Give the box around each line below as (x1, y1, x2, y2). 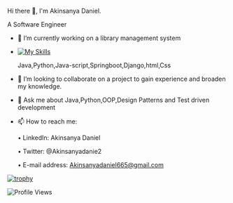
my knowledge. (17, 82, 62, 91)
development (17, 103, 56, 112)
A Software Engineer (7, 20, 67, 28)
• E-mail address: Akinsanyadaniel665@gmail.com (17, 161, 164, 169)
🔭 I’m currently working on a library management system (17, 34, 181, 42)
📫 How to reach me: (17, 117, 78, 126)
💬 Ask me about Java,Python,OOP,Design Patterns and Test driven (17, 96, 210, 104)
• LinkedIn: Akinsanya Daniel (17, 133, 101, 142)
